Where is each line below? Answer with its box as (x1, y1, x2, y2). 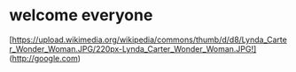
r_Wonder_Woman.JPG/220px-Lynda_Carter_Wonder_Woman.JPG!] (9, 43, 257, 54)
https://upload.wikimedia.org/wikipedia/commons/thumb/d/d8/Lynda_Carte (12, 34, 288, 45)
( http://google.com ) (9, 53, 82, 63)
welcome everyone (9, 5, 153, 25)
